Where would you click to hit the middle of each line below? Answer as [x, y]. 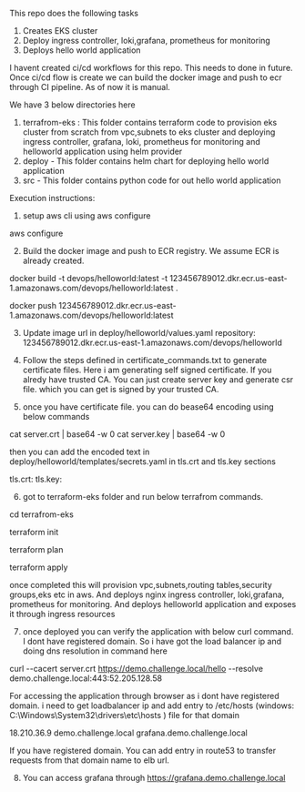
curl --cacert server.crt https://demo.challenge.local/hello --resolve [137, 669]
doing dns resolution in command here [95, 651]
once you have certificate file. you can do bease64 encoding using [148, 407]
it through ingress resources [62, 614]
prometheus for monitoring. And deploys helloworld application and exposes [153, 604]
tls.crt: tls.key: [36, 479]
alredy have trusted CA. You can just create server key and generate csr [158, 380]
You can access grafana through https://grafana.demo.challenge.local [154, 778]
